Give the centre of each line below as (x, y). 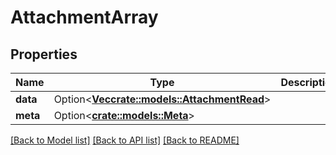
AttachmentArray (84, 17)
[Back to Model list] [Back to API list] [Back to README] (125, 140)
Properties (44, 54)
